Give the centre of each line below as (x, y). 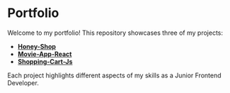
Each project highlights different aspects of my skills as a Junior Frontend (114, 75)
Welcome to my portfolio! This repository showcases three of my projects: (115, 33)
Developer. (23, 82)
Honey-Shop (37, 46)
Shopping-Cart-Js (45, 61)
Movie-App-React (45, 54)
